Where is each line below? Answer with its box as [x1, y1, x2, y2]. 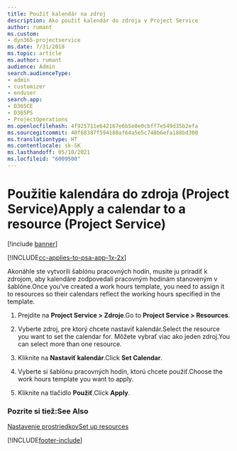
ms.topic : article [7, 50, 62, 57]
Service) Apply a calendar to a [7, 201, 186, 217]
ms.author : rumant [7, 57, 62, 64]
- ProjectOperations [7, 116, 69, 123]
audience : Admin [7, 63, 55, 70]
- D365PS [7, 109, 33, 116]
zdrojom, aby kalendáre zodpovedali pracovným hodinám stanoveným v [7, 274, 218, 283]
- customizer [7, 83, 46, 90]
